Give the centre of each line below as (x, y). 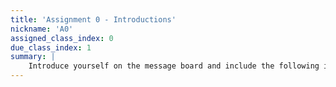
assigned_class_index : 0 (62, 38)
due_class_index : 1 (51, 47)
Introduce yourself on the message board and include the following (174, 66)
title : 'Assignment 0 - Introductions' (93, 19)
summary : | (33, 57)
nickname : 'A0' (42, 29)
